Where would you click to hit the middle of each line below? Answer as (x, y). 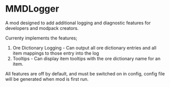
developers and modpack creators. (42, 28)
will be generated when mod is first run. (47, 79)
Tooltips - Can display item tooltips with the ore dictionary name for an (87, 58)
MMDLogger (32, 9)
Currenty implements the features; (41, 38)
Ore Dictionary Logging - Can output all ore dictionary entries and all (84, 48)
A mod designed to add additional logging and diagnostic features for (78, 23)
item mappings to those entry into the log (56, 53)
